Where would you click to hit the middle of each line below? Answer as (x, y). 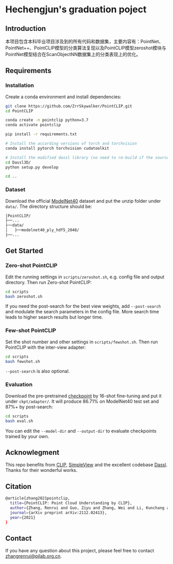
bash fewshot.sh (23, 361)
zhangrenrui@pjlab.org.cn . (33, 556)
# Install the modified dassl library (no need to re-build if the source (87, 157)
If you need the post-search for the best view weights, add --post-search (83, 306)
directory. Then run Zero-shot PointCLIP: (48, 282)
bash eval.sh (19, 421)
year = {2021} (23, 517)
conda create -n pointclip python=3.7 (47, 120)
